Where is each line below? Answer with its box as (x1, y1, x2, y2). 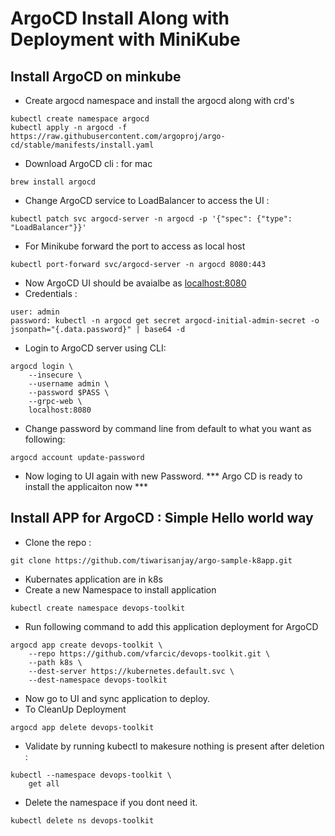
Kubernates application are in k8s (24, 573, 163, 585)
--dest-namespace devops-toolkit (28, 675, 168, 685)
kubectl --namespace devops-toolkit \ (10, 770, 172, 780)
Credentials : (24, 288, 78, 299)
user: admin (10, 307, 60, 317)
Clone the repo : (24, 536, 92, 548)
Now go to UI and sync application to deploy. (24, 692, 211, 704)
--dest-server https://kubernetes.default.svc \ (28, 666, 235, 676)
